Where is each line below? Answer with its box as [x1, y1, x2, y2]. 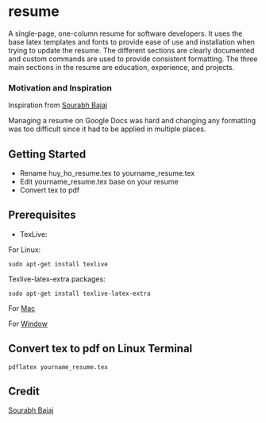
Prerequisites [8, 208, 76, 222]
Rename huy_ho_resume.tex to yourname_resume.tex [19, 169, 195, 178]
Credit [8, 385, 40, 398]
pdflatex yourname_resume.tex [8, 363, 109, 371]
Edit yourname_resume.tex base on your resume [19, 177, 179, 187]
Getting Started [8, 147, 87, 161]
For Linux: [8, 245, 41, 254]
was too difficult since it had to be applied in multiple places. [8, 124, 206, 134]
